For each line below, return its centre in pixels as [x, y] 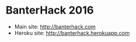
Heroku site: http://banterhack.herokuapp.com [72, 33]
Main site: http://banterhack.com [55, 27]
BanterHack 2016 [50, 10]
